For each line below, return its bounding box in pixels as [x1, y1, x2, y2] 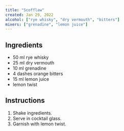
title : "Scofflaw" [5, 7, 44, 13]
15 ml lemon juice [12, 76, 49, 82]
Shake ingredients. [12, 110, 53, 116]
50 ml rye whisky [12, 54, 49, 60]
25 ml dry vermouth [12, 60, 55, 66]
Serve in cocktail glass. [12, 115, 62, 121]
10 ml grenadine [12, 65, 47, 72]
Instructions [5, 96, 45, 105]
